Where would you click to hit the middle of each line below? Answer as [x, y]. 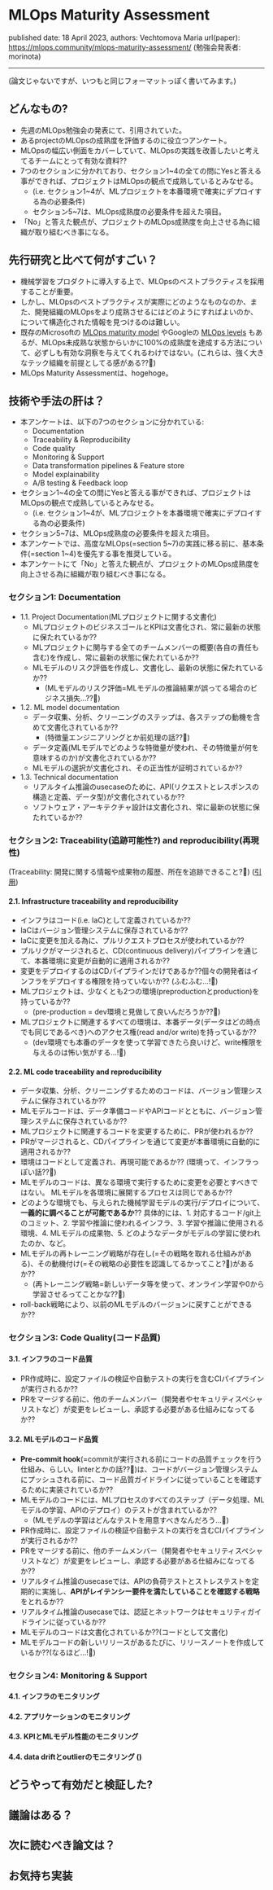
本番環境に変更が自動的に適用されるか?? [102, 961]
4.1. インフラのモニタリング [54, 1696]
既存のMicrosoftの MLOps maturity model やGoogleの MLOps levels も [138, 332]
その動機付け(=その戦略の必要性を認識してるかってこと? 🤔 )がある [145, 1264]
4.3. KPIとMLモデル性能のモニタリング [74, 1737]
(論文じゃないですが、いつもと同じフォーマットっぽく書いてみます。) [123, 81]
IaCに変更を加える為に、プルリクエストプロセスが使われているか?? [132, 941]
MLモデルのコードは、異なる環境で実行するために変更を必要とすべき [135, 1182]
